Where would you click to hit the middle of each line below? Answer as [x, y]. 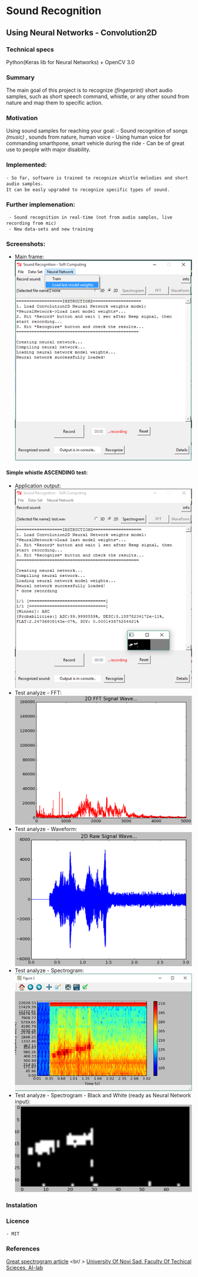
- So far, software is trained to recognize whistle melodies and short [97, 178]
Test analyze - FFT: [38, 693]
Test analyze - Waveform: [46, 829]
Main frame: [29, 257]
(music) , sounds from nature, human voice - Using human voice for [88, 137]
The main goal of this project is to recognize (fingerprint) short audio [89, 90]
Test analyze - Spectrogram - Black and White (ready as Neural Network [103, 1095]
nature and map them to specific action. [55, 103]
